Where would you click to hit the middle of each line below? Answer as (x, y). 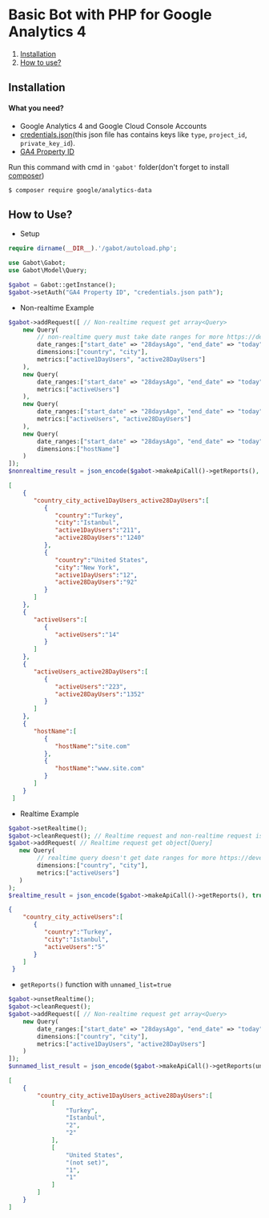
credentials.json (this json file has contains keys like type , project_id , (133, 135)
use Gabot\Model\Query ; (48, 271)
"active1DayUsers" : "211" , (98, 530)
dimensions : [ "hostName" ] (78, 449)
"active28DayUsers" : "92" (96, 582)
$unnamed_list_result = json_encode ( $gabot (82, 1067)
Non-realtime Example (57, 308)
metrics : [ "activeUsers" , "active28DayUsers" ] (114, 419)
